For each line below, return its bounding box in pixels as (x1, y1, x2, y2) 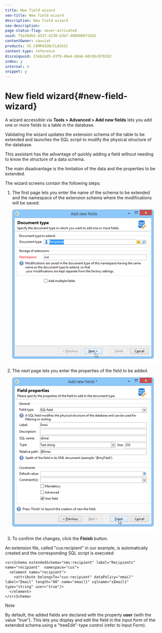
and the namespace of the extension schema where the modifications (12, 195, 152, 201)
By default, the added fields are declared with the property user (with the (5, 612, 152, 617)
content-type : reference (5, 48, 55, 53)
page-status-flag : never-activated (5, 28, 77, 33)
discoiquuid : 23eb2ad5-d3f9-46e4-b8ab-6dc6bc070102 (5, 54, 112, 59)
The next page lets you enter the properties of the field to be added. (12, 367, 148, 373)
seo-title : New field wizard (5, 13, 64, 18)
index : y (5, 59, 23, 64)
